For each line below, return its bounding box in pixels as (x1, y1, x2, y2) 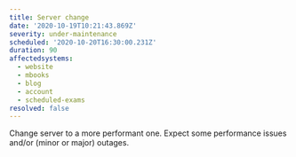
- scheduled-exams (17, 95, 86, 105)
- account (17, 87, 53, 96)
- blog (17, 79, 42, 88)
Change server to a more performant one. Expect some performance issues (9, 128, 287, 138)
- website (17, 63, 53, 72)
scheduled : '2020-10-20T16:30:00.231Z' (9, 37, 157, 47)
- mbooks (17, 71, 50, 80)
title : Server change (9, 12, 90, 22)
